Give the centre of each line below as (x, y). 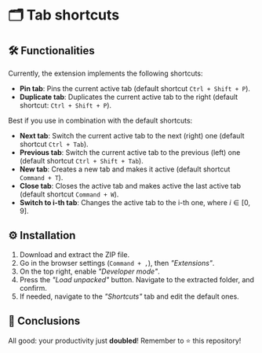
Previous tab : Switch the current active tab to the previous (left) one (130, 153)
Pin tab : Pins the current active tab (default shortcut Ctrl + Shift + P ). (135, 88)
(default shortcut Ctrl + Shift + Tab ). (81, 161)
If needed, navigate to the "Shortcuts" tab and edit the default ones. (129, 296)
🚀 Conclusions (44, 321)
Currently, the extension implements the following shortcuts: (106, 73)
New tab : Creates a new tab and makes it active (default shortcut (125, 169)
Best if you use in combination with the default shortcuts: (100, 120)
